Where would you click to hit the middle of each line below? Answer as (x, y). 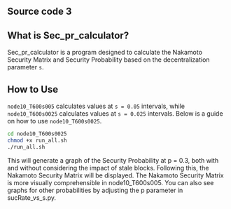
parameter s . (26, 67)
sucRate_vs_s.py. (32, 197)
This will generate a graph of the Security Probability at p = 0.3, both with (113, 160)
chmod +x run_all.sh (37, 140)
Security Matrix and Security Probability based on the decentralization (108, 60)
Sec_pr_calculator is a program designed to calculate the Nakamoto (105, 53)
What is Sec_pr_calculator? (68, 35)
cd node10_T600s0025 (37, 134)
